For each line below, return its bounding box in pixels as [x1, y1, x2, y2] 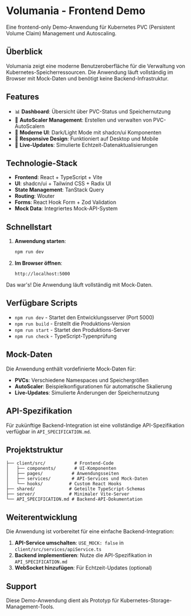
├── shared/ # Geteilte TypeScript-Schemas [6, 486, 145, 492]
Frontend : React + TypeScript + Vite [14, 174, 103, 181]
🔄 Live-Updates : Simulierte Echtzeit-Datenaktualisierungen [14, 141, 158, 148]
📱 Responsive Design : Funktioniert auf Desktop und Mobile [14, 135, 159, 142]
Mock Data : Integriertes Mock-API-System [14, 205, 118, 212]
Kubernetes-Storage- [120, 597, 172, 604]
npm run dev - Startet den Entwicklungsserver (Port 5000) [14, 314, 155, 321]
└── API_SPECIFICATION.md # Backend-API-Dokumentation [6, 496, 143, 503]
